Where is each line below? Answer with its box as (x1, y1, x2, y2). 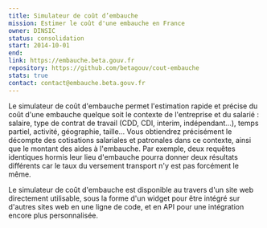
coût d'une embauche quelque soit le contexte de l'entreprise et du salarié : (8, 109, 260, 119)
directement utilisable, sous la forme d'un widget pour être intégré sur (8, 193, 240, 203)
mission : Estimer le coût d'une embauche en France (8, 19, 185, 27)
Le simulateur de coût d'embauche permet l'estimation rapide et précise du (8, 101, 258, 111)
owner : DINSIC (8, 26, 56, 35)
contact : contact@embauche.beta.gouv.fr (8, 79, 146, 87)
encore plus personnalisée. (8, 210, 99, 220)
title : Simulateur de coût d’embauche (8, 11, 138, 20)
